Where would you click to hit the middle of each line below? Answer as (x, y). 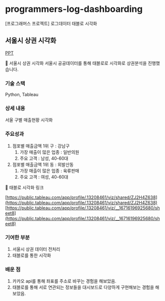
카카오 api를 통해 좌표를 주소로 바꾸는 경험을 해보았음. (64, 281)
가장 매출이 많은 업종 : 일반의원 (49, 152)
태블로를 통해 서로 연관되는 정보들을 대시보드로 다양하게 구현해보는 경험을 (83, 287)
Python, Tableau (22, 95)
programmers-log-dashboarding (74, 9)
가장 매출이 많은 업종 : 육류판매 (49, 171)
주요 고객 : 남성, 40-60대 (44, 158)
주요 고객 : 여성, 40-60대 (44, 177)
